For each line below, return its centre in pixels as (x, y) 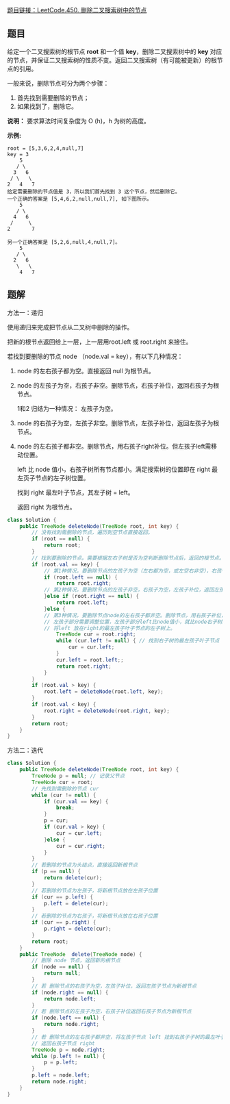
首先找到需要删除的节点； (53, 97)
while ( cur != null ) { (64, 795)
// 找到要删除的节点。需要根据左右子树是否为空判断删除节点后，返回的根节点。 (128, 558)
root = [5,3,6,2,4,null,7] (46, 148)
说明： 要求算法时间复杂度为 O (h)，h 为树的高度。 (79, 121)
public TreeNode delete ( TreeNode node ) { (81, 954)
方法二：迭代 (25, 750)
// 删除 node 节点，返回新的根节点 (76, 961)
